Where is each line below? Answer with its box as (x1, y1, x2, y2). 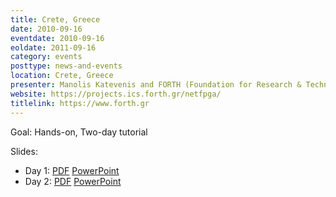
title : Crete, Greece (10, 14, 101, 25)
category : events (10, 52, 83, 62)
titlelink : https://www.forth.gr (10, 98, 150, 108)
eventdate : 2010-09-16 (10, 33, 105, 43)
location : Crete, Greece (10, 71, 114, 81)
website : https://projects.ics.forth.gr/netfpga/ (10, 89, 222, 99)
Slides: (10, 145, 38, 157)
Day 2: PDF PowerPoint (24, 175, 122, 187)
